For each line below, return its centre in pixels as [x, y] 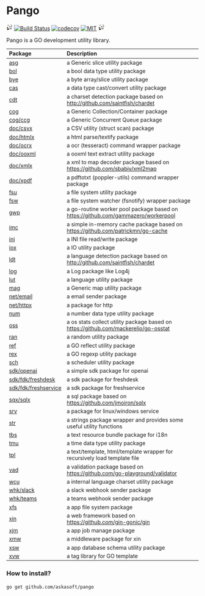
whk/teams [23, 498]
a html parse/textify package [103, 137]
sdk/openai [23, 371]
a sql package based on [97, 397]
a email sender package [97, 296]
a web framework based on [101, 515]
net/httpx [20, 305]
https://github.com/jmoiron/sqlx [106, 403]
